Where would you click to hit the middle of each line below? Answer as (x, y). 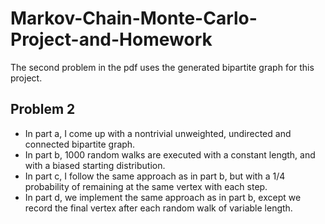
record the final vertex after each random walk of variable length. (158, 208)
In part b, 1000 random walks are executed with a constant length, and (170, 154)
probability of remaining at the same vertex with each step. (146, 186)
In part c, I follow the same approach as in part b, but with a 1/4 (155, 176)
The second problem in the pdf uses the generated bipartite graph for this (162, 67)
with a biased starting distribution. (95, 165)
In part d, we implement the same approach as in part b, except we (163, 197)
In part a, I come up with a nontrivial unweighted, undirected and (158, 133)
